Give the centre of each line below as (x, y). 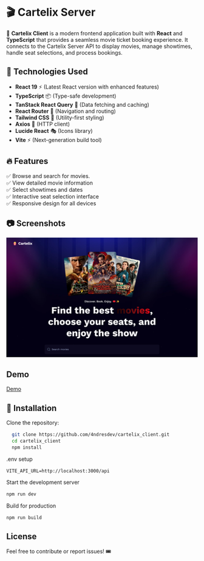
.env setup (20, 459)
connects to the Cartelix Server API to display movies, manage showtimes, (99, 46)
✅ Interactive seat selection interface (53, 196)
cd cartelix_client (36, 441)
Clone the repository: (33, 423)
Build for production (31, 506)
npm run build (24, 517)
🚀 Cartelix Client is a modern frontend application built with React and (94, 33)
